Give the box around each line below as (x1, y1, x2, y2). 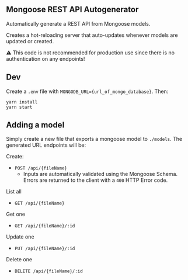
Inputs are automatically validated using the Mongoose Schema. (23, 171, 178, 178)
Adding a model (6, 120, 65, 130)
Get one (6, 210, 25, 218)
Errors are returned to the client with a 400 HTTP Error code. (23, 177, 168, 184)
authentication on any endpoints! (6, 55, 85, 62)
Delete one (6, 256, 33, 263)
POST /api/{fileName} (14, 165, 67, 171)
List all (6, 188, 22, 195)
